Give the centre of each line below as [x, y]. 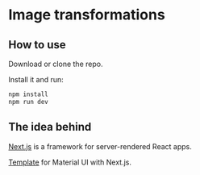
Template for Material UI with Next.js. [70, 162]
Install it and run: [36, 79]
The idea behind [50, 127]
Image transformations [87, 15]
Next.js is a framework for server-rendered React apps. [100, 146]
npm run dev [28, 102]
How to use [37, 45]
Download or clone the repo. [56, 64]
